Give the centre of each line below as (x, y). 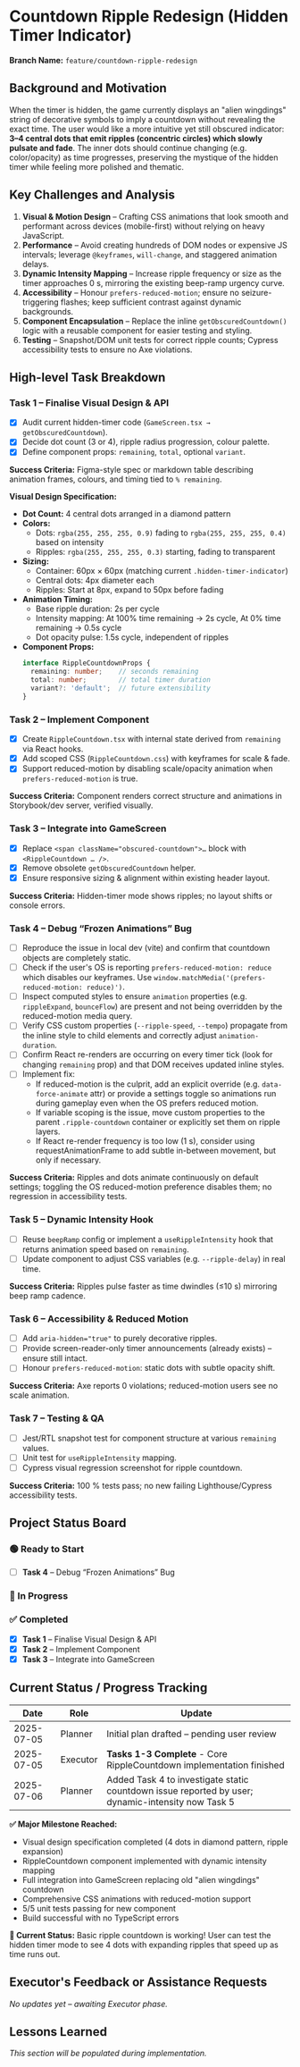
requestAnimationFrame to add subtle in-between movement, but (156, 1151)
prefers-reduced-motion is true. (80, 778)
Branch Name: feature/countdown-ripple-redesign (104, 60)
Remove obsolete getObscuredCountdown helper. (109, 868)
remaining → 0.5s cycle (79, 628)
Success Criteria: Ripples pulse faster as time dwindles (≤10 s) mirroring (143, 1286)
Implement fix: (49, 1074)
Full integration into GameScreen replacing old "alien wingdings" (141, 1879)
